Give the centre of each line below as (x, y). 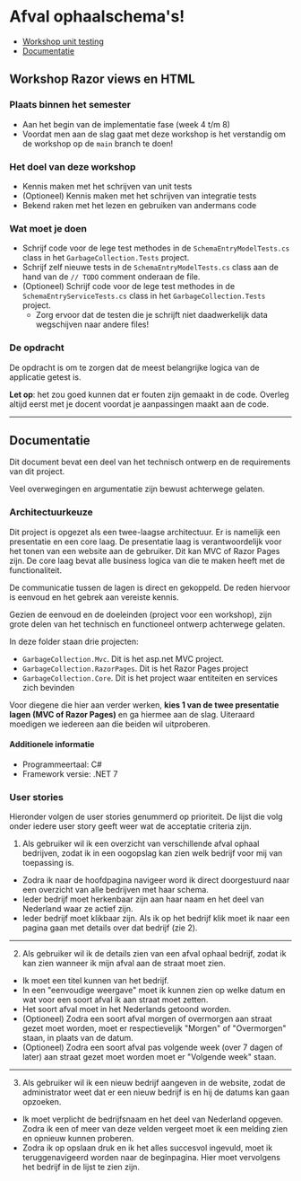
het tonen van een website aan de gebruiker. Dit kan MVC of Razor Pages (145, 551)
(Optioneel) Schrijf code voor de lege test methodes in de (129, 286)
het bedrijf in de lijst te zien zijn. (81, 1167)
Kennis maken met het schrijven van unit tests (107, 186)
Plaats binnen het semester (70, 105)
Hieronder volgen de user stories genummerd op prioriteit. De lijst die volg (146, 817)
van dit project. (37, 472)
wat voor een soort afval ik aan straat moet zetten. (115, 1000)
